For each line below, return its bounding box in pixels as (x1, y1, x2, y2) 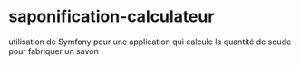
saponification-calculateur (8, 6, 215, 27)
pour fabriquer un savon (8, 45, 99, 56)
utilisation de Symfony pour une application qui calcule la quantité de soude (8, 36, 292, 47)
